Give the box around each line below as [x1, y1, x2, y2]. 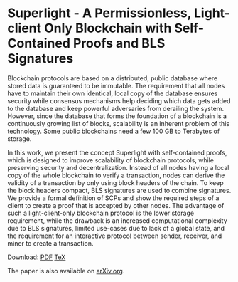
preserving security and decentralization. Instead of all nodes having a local [7, 163, 229, 172]
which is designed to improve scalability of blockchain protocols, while [7, 155, 215, 164]
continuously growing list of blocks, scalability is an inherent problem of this [7, 119, 229, 127]
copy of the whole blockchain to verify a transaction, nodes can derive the [7, 171, 225, 179]
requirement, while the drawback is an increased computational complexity [7, 216, 227, 225]
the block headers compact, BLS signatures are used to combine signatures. [7, 186, 232, 194]
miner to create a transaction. [7, 239, 94, 247]
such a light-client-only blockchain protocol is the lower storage [7, 209, 194, 217]
